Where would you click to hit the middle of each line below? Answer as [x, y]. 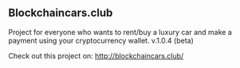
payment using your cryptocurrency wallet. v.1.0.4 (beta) [101, 40]
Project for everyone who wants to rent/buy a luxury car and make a [120, 32]
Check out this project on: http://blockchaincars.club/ [96, 55]
